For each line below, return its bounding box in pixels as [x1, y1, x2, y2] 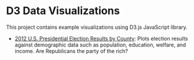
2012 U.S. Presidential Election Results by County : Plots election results [14, 35, 188, 42]
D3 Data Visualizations [6, 4, 120, 18]
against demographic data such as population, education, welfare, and [14, 41, 186, 48]
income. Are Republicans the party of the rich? [14, 47, 129, 54]
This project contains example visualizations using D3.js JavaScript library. [6, 24, 188, 31]
